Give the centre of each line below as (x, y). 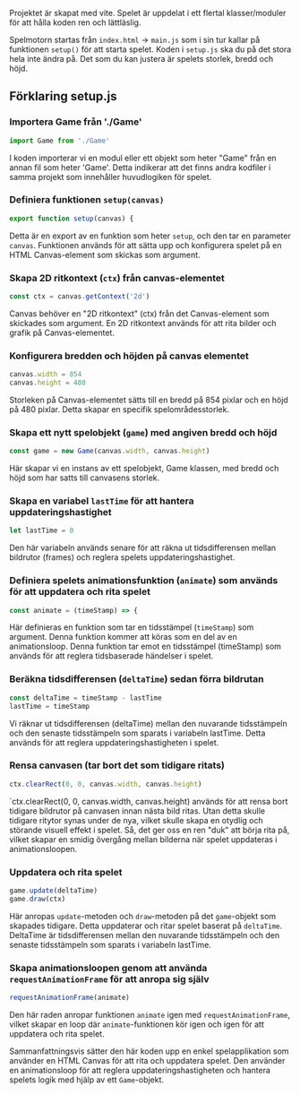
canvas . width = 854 (46, 375)
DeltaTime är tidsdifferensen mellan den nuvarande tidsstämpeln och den (145, 935)
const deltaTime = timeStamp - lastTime (86, 698)
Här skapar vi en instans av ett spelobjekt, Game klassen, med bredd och (144, 469)
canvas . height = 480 (48, 383)
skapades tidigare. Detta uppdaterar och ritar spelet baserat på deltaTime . (146, 926)
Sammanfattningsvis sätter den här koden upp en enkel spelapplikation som (149, 1051)
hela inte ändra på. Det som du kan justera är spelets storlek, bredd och (141, 59)
